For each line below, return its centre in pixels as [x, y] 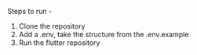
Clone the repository [52, 26]
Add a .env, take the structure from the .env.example [104, 34]
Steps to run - [30, 11]
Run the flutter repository [59, 43]
